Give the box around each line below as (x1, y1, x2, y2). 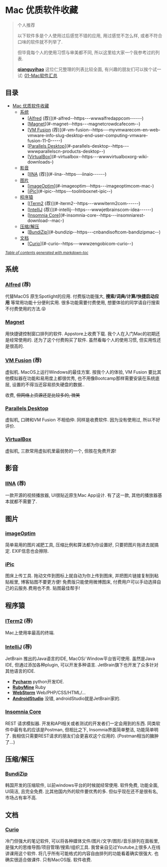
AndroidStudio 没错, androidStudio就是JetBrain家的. (12, 695, 121, 701)
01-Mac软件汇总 (24, 72, 58, 78)
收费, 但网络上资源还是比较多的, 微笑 (5, 392, 80, 398)
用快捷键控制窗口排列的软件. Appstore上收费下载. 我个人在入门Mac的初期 (5, 330, 156, 337)
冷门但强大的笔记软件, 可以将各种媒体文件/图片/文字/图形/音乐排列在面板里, (5, 838, 160, 844)
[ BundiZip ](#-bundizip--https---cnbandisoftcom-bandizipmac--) (27, 229, 161, 235)
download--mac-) (27, 217, 64, 223)
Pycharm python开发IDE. (12, 679, 64, 685)
